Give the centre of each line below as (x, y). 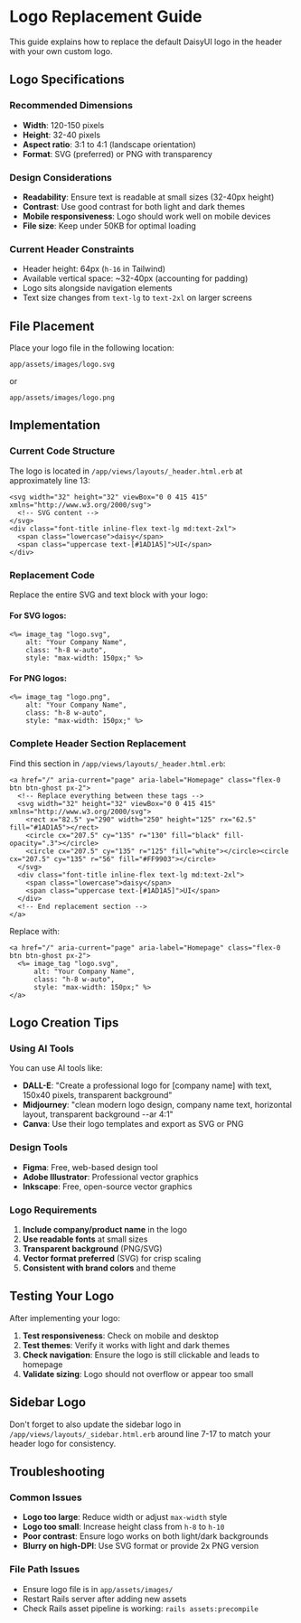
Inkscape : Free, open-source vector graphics (107, 1187)
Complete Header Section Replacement (98, 744)
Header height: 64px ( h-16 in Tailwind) (94, 269)
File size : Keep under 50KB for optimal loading (109, 225)
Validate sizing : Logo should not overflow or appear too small (138, 1374)
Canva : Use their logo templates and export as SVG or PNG (133, 1124)
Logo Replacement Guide (106, 17)
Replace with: (35, 931)
